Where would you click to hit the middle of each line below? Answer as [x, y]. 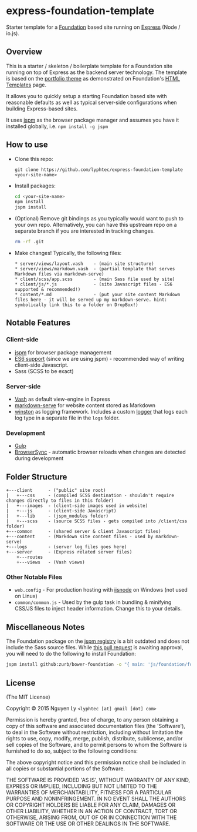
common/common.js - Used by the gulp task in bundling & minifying [93, 602]
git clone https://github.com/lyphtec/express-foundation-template [98, 170]
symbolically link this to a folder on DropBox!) [77, 305]
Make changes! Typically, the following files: [68, 253]
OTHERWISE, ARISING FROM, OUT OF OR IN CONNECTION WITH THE [91, 817]
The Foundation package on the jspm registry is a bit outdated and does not [98, 641]
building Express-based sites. [42, 108]
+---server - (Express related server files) [69, 552]
